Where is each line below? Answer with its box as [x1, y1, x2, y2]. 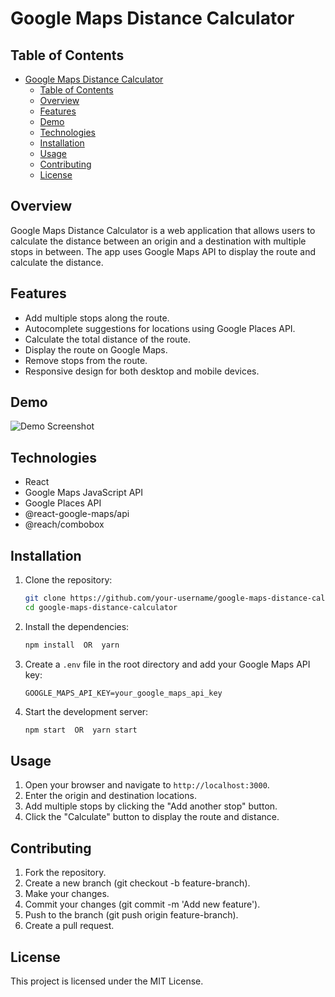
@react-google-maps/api [24, 508, 130, 520]
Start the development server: [24, 705, 149, 717]
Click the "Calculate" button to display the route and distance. [24, 811, 280, 823]
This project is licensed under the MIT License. [10, 975, 204, 987]
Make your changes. [24, 888, 110, 900]
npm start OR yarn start [24, 725, 138, 735]
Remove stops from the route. [24, 354, 148, 366]
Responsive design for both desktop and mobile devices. [24, 365, 260, 377]
